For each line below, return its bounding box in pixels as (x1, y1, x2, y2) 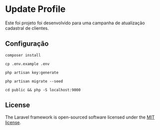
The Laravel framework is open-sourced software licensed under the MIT (5, 114, 155, 120)
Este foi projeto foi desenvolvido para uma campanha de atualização (5, 20, 145, 26)
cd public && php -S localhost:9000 (5, 87, 81, 92)
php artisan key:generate (5, 70, 58, 75)
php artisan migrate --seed (5, 78, 63, 84)
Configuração (5, 40, 49, 48)
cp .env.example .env (5, 61, 50, 66)
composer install (5, 53, 41, 58)
